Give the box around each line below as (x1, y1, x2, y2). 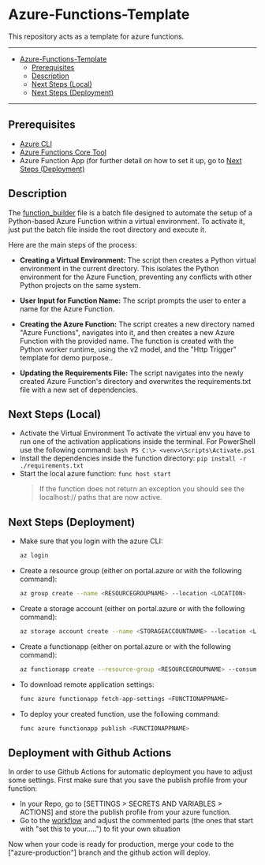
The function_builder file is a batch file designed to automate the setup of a (8, 207, 252, 218)
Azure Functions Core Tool (19, 147, 106, 157)
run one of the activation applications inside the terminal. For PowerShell (19, 437, 256, 446)
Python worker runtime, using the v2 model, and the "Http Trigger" (19, 345, 237, 354)
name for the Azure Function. (19, 304, 115, 313)
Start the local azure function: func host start (19, 469, 172, 479)
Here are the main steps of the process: (8, 240, 137, 249)
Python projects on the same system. (19, 280, 141, 289)
